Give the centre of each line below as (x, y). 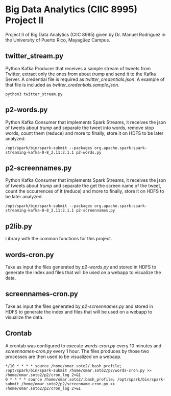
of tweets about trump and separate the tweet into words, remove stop (80, 128)
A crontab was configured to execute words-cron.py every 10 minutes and (83, 346)
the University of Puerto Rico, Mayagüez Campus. (58, 40)
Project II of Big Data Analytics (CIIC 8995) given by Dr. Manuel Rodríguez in (86, 34)
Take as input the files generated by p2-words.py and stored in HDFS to (81, 267)
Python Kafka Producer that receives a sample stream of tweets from (78, 68)
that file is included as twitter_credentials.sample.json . (63, 85)
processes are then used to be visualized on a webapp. (63, 357)
